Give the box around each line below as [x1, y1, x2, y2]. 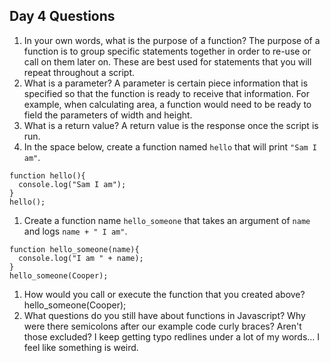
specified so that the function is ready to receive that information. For [23, 87, 311, 99]
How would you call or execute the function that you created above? [23, 288, 306, 300]
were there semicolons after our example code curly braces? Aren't [23, 320, 302, 332]
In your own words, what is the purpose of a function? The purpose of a [23, 34, 321, 46]
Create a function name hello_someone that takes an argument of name [23, 214, 311, 226]
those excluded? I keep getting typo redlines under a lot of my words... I [23, 330, 321, 343]
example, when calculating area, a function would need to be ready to [23, 98, 312, 110]
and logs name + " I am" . [23, 225, 128, 237]
